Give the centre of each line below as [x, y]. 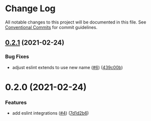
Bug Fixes [17, 57]
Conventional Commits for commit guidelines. [51, 27]
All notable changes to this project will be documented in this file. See [76, 22]
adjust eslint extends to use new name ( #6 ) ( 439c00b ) [67, 67]
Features [16, 102]
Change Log [30, 9]
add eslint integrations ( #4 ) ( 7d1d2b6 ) [50, 113]
